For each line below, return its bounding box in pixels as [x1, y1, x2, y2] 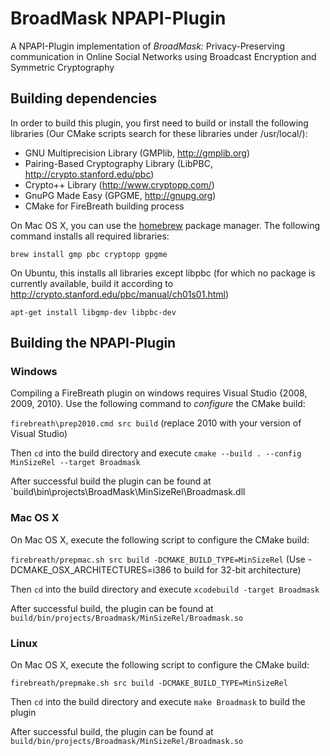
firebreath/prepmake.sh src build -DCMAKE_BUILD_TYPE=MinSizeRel [10, 678, 288, 689]
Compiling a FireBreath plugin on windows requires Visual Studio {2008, [10, 387, 308, 399]
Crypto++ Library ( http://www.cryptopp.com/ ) [24, 178, 215, 191]
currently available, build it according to [10, 277, 174, 289]
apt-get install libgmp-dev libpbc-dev [10, 307, 177, 317]
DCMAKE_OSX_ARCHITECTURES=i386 [10, 563, 172, 576]
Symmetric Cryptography [10, 61, 115, 73]
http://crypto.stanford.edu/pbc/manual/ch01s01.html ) [10, 288, 230, 300]
